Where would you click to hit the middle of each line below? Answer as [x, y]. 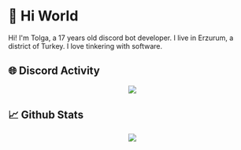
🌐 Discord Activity [54, 71]
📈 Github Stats [46, 115]
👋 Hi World [43, 16]
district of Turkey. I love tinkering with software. [85, 46]
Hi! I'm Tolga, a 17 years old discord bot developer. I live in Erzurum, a [121, 38]
